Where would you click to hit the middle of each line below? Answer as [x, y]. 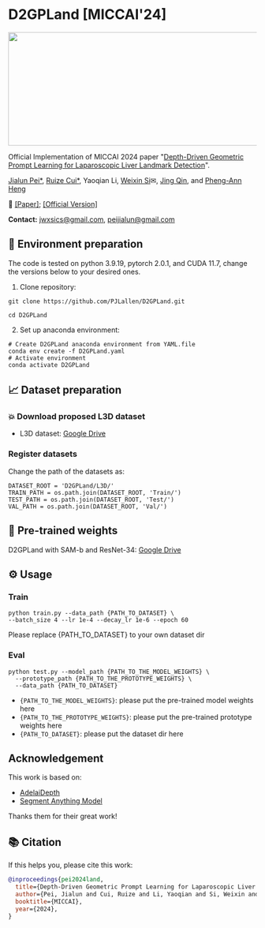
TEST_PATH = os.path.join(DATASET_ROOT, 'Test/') [91, 500]
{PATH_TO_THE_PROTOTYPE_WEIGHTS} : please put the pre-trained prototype [136, 717]
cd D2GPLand [28, 315]
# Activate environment [47, 358]
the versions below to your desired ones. [75, 271]
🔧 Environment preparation [76, 244]
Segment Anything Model [61, 801]
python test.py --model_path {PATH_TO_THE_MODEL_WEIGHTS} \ [109, 672]
